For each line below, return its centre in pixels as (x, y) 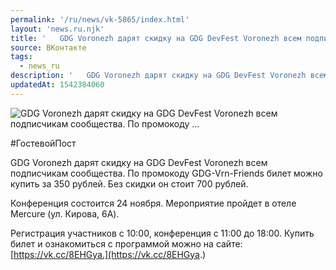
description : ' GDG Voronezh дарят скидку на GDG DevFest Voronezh (158, 76)
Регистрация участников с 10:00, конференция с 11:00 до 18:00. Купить (162, 233)
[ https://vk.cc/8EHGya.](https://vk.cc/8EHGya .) (108, 254)
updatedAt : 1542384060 (57, 85)
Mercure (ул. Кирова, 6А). (65, 213)
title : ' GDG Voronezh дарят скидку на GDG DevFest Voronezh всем (156, 38)
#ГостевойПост (43, 143)
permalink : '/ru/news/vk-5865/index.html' (100, 19)
